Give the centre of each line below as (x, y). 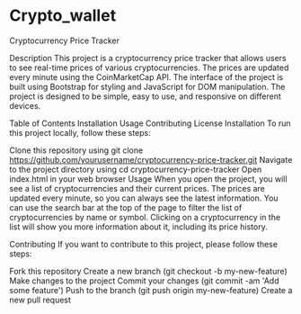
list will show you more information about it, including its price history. (138, 227)
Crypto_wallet (63, 16)
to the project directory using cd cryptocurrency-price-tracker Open (136, 169)
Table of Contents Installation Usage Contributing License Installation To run (150, 123)
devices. (25, 105)
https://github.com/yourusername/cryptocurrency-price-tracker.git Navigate (151, 159)
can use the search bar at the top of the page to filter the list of (126, 207)
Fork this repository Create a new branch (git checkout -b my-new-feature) (148, 271)
